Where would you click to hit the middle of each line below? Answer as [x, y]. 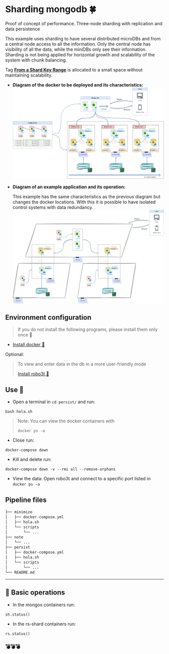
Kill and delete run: [32, 460]
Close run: [23, 440]
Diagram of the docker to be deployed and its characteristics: [78, 85]
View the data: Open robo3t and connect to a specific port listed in [81, 479]
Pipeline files [26, 500]
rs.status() [18, 634]
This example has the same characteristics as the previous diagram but [86, 197]
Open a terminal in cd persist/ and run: [54, 402]
